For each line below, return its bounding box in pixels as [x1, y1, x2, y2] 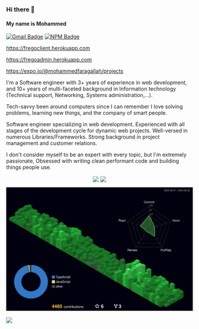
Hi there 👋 [6, 5, 36, 14]
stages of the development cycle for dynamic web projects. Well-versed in [6, 127, 188, 134]
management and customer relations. [6, 140, 98, 147]
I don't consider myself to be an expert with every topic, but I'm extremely [6, 151, 187, 159]
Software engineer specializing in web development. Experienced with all [6, 121, 185, 128]
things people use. [6, 164, 52, 171]
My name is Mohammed [6, 20, 67, 27]
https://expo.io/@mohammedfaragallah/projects [6, 67, 124, 75]
